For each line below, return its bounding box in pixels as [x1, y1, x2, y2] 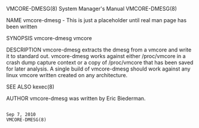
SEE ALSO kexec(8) [6, 83, 55, 90]
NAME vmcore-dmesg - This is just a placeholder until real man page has [6, 17, 187, 23]
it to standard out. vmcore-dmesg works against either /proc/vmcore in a [6, 53, 186, 59]
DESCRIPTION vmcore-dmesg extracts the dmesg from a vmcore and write [6, 46, 192, 53]
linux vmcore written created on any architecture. [6, 72, 128, 78]
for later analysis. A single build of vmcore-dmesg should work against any [6, 65, 191, 72]
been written [6, 23, 38, 30]
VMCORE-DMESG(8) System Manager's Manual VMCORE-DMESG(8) [6, 5, 177, 12]
